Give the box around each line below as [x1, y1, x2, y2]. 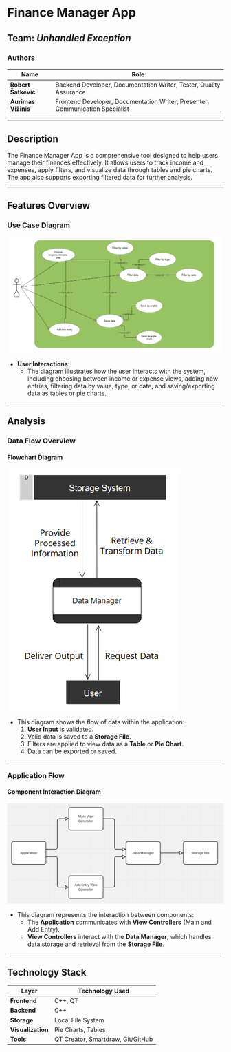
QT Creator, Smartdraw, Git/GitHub [54, 1035, 153, 1044]
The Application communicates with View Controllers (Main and [27, 918, 212, 927]
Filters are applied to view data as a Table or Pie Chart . [27, 739, 184, 748]
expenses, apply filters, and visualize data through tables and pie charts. [7, 166, 213, 174]
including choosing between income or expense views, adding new [27, 375, 219, 383]
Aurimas [10, 97, 36, 105]
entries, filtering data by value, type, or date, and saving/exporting [27, 382, 215, 390]
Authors [7, 53, 36, 63]
